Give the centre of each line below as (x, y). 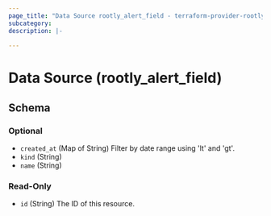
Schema (29, 108)
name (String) (41, 165)
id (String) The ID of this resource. (77, 204)
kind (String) (41, 157)
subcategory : (30, 23)
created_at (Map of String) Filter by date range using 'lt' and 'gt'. (127, 148)
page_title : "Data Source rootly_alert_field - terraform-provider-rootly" (138, 16)
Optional (25, 131)
